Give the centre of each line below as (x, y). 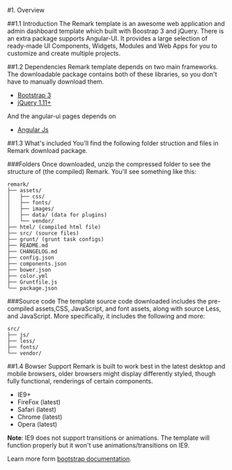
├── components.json (37, 264)
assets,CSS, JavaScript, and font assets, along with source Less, (128, 309)
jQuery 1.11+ (34, 103)
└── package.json (32, 288)
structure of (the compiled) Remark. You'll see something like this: (102, 171)
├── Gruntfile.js (32, 282)
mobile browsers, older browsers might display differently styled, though (111, 374)
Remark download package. (47, 150)
